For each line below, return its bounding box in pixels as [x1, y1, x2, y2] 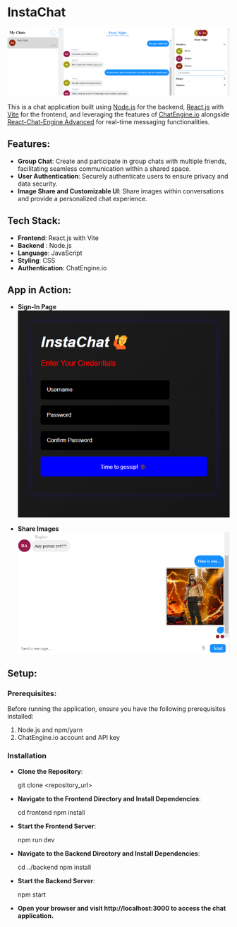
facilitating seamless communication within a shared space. [17, 164, 192, 173]
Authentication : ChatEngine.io [17, 263, 107, 272]
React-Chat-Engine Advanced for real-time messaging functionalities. [7, 118, 210, 126]
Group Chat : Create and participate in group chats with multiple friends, [17, 157, 227, 165]
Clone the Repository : [17, 767, 83, 775]
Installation [7, 751, 47, 761]
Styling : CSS [17, 256, 56, 265]
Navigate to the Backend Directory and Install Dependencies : [17, 849, 200, 858]
